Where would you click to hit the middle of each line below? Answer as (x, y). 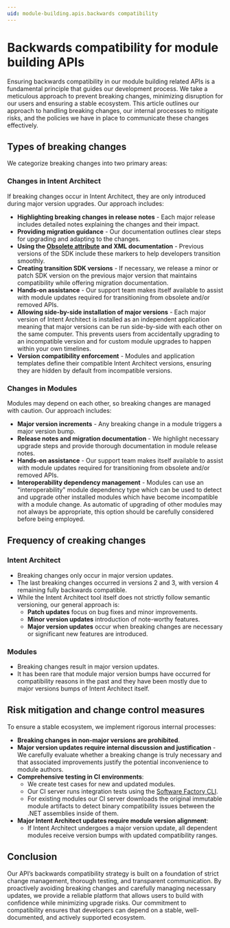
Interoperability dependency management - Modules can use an (110, 482)
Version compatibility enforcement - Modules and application (106, 356)
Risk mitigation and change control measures (106, 710)
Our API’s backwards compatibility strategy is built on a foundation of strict (113, 873)
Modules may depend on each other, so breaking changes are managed (109, 403)
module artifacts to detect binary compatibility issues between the (121, 805)
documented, (26, 917)
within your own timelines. (54, 348)
